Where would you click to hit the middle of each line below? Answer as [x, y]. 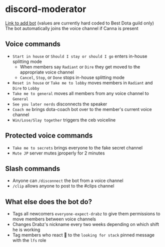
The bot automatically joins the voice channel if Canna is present [72, 28]
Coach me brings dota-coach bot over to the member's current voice [82, 109]
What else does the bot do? [49, 202]
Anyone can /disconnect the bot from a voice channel [68, 180]
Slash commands [33, 168]
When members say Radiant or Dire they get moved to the [80, 66]
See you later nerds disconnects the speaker [60, 104]
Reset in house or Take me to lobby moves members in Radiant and [82, 82]
